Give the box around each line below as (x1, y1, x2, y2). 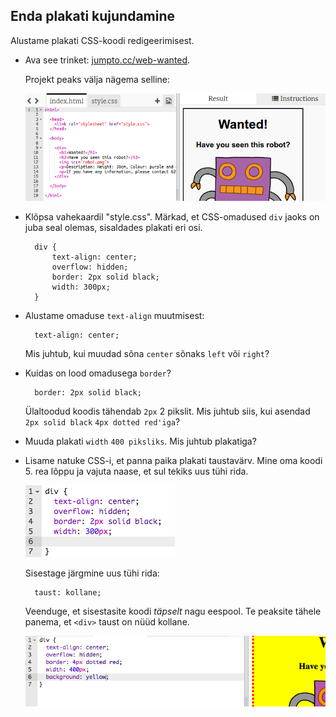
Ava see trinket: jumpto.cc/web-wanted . (24, 54, 191, 66)
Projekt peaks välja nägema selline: (24, 73, 171, 85)
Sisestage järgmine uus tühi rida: (24, 567, 160, 579)
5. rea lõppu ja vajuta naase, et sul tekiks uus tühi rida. (24, 465, 249, 477)
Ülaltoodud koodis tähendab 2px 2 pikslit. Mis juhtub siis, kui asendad (24, 405, 311, 417)
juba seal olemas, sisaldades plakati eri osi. (24, 221, 203, 233)
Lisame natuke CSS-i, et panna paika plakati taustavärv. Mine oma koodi (24, 454, 323, 466)
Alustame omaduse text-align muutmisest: (24, 309, 205, 321)
